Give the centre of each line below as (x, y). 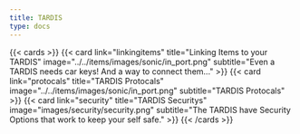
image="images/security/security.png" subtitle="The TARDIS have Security (150, 110)
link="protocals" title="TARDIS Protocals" (87, 81)
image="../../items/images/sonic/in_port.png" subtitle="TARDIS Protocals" (147, 91)
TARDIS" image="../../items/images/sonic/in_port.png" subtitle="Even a (142, 62)
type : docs (30, 26)
